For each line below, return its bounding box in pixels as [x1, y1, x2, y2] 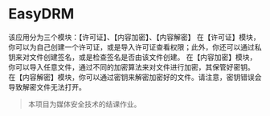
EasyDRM [8, 5, 75, 23]
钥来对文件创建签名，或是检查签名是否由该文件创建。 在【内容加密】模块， [8, 52, 257, 62]
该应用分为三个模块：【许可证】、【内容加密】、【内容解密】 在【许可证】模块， [8, 32, 260, 42]
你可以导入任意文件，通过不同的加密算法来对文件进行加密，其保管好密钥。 [8, 62, 255, 72]
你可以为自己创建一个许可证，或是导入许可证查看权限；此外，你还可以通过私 [8, 42, 262, 52]
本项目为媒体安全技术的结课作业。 [27, 99, 141, 109]
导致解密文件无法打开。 [8, 82, 86, 92]
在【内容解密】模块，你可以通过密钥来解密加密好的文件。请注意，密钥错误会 [8, 72, 262, 82]
